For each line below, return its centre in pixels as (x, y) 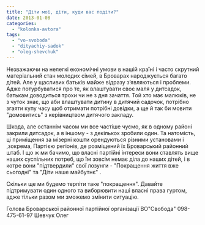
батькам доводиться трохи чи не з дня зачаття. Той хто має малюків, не (101, 95)
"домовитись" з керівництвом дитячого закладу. (70, 114)
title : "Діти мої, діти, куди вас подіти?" (63, 12)
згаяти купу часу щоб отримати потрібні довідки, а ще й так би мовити (99, 108)
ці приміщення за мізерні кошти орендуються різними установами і (95, 139)
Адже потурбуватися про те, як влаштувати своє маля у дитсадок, (94, 89)
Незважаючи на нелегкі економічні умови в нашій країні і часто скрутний (103, 69)
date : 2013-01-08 (28, 18)
